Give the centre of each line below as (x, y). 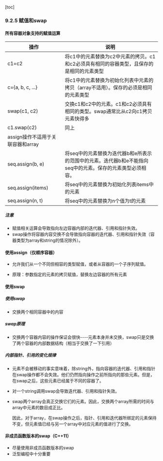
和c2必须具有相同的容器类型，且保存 (107, 64)
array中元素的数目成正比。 (39, 407)
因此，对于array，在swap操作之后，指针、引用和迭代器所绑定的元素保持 (84, 418)
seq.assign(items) (28, 188)
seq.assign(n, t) (25, 201)
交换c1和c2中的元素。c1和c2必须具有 (108, 104)
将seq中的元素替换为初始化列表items (107, 185)
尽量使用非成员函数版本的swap (43, 448)
